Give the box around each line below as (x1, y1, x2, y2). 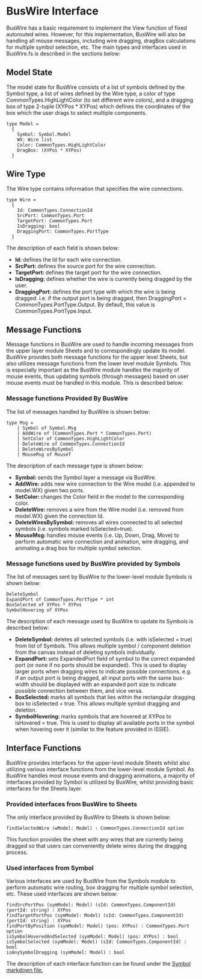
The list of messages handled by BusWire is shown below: (6, 408, 150, 415)
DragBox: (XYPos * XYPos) (17, 147, 82, 153)
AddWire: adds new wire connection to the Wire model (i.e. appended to (14, 480, 195, 487)
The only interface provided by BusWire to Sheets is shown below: (6, 814, 171, 821)
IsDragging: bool (17, 223, 61, 229)
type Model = (6, 121, 39, 127)
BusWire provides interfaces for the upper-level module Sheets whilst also (6, 759, 191, 766)
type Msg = (6, 420, 34, 426)
